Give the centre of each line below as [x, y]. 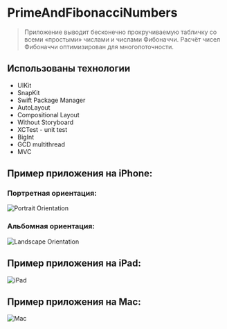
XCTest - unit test [42, 129]
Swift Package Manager [51, 100]
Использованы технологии [69, 68]
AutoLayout [34, 107]
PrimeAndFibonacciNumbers [92, 13]
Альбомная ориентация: [51, 226]
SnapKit [28, 92]
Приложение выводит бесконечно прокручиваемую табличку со [120, 32]
